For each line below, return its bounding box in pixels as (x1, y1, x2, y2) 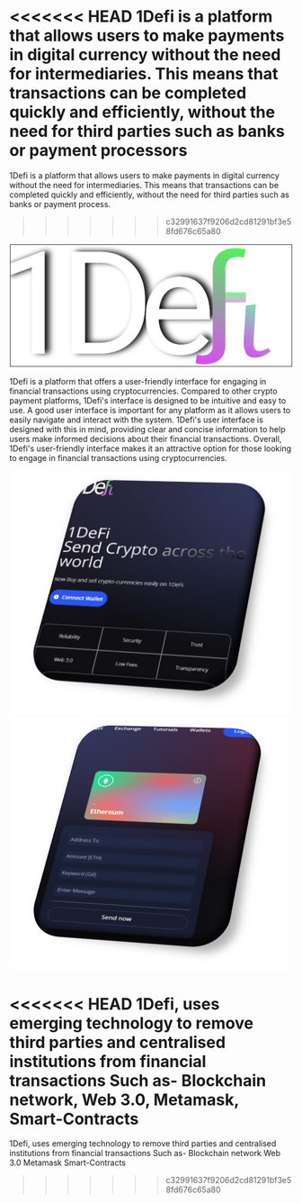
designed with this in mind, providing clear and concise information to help (9, 423, 286, 434)
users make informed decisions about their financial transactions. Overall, (9, 433, 282, 444)
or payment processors (9, 140, 188, 161)
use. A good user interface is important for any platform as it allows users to (9, 404, 291, 415)
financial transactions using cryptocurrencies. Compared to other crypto (9, 385, 278, 396)
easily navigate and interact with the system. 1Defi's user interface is (9, 414, 263, 425)
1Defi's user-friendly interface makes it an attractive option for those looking (9, 443, 292, 454)
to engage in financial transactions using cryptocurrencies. (9, 452, 227, 463)
